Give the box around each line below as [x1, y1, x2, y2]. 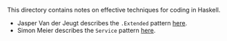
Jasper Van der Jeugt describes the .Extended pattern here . [17, 19, 188, 27]
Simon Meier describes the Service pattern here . [17, 27, 156, 34]
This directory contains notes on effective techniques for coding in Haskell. [7, 6, 221, 14]
